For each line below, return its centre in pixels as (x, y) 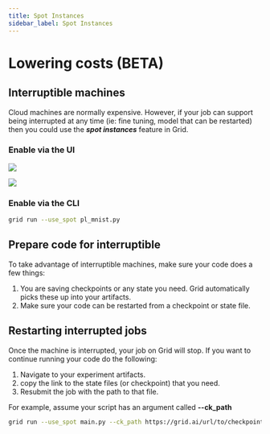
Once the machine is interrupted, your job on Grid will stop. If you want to (130, 350)
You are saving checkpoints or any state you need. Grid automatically (135, 288)
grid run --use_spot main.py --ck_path (75, 422)
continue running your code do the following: (83, 358)
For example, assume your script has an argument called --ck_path (120, 407)
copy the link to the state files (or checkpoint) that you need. (120, 382)
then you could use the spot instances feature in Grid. (98, 129)
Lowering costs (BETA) (86, 63)
